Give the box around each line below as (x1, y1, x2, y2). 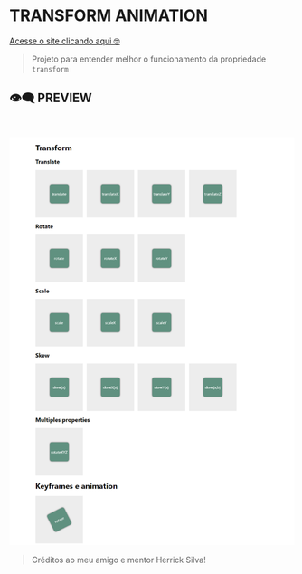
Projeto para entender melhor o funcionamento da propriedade (31, 53, 267, 64)
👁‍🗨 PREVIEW (9, 91, 92, 106)
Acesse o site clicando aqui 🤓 (9, 35, 120, 46)
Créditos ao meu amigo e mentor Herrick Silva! (31, 554, 206, 565)
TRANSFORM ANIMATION (9, 5, 208, 26)
